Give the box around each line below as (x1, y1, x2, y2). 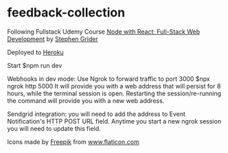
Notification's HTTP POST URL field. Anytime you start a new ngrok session (7, 117, 222, 125)
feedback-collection (7, 5, 126, 21)
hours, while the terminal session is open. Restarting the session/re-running (7, 89, 222, 97)
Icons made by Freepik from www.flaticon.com (7, 137, 139, 145)
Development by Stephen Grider (7, 34, 98, 43)
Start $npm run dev (7, 61, 62, 69)
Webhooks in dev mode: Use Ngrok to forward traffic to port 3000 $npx (7, 74, 211, 83)
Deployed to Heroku (7, 48, 64, 56)
